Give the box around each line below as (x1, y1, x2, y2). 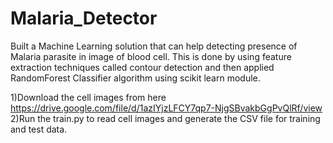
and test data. (10, 123, 68, 135)
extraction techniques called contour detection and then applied (10, 61, 275, 73)
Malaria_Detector (10, 7, 158, 30)
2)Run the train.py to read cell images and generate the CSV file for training (10, 112, 321, 124)
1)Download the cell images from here (10, 91, 167, 103)
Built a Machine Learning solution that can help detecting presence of (10, 40, 298, 52)
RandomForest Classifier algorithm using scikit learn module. (10, 72, 261, 84)
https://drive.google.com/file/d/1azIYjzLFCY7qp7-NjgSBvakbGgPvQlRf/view (10, 102, 323, 114)
